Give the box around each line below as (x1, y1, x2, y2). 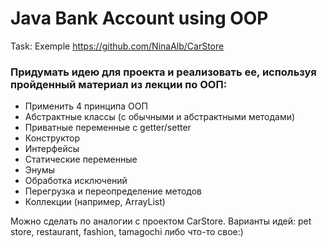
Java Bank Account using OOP (10, 7, 269, 30)
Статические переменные (24, 153, 138, 166)
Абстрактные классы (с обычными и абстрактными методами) (24, 111, 296, 123)
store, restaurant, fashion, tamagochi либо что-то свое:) (10, 226, 244, 238)
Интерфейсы (24, 143, 80, 155)
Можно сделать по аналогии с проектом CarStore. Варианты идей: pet (10, 215, 312, 227)
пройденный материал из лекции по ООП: (10, 77, 228, 91)
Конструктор (24, 132, 81, 144)
